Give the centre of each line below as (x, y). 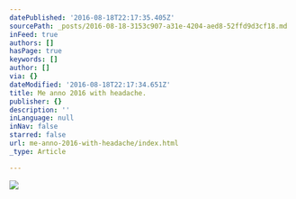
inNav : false (34, 127)
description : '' (40, 110)
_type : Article (38, 151)
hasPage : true (36, 51)
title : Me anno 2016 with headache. (78, 93)
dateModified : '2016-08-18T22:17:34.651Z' (90, 85)
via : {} (24, 77)
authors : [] (31, 43)
